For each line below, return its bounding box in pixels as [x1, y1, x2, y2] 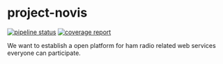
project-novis [7, 5, 88, 21]
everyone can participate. [7, 49, 82, 57]
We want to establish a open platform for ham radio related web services [7, 41, 216, 49]
